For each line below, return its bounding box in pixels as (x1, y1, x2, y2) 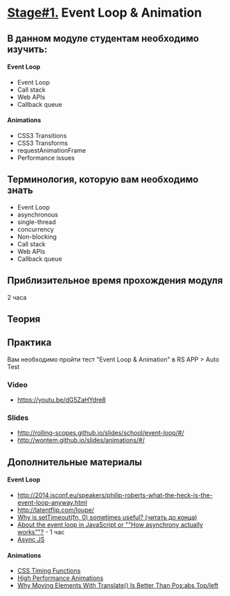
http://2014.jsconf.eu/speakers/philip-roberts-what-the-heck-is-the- (17, 491, 213, 499)
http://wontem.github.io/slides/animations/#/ (17, 436, 145, 445)
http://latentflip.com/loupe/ (17, 506, 95, 514)
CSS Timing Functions (17, 567, 81, 575)
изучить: (7, 43, 48, 55)
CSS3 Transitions (17, 131, 67, 139)
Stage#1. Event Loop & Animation (7, 5, 202, 21)
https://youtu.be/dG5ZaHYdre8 (17, 395, 106, 404)
